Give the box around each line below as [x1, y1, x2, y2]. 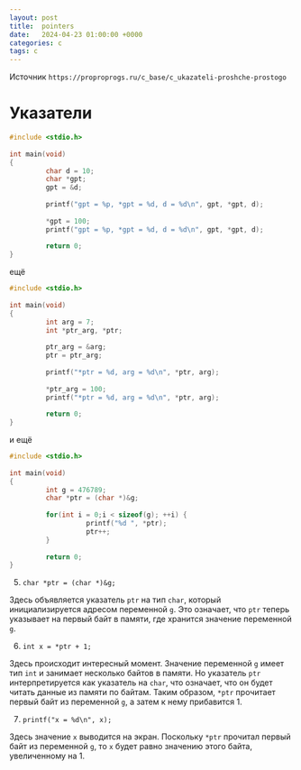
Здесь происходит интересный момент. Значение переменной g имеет [9, 658, 285, 669]
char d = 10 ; [45, 166, 95, 176]
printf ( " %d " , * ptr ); [86, 519, 168, 528]
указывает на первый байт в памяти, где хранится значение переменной [9, 614, 292, 625]
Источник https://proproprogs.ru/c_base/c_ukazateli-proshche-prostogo [9, 71, 287, 82]
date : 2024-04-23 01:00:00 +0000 [9, 30, 143, 39]
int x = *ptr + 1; [22, 642, 92, 652]
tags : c [9, 47, 39, 56]
